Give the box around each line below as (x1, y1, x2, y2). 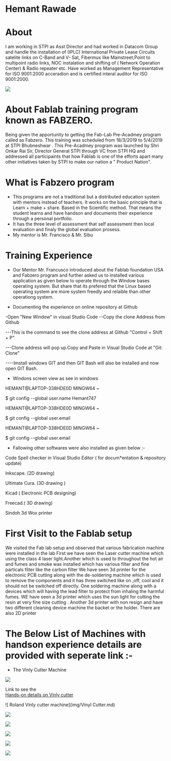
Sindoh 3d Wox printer (5, 509, 53, 516)
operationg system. (12, 294, 54, 300)
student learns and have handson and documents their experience (12, 210, 153, 216)
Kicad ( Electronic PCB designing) (5, 490, 77, 496)
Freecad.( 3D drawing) (5, 500, 53, 506)
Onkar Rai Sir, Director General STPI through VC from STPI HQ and (5, 148, 145, 154)
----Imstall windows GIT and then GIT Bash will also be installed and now (5, 360, 159, 366)
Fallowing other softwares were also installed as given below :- (12, 444, 145, 451)
